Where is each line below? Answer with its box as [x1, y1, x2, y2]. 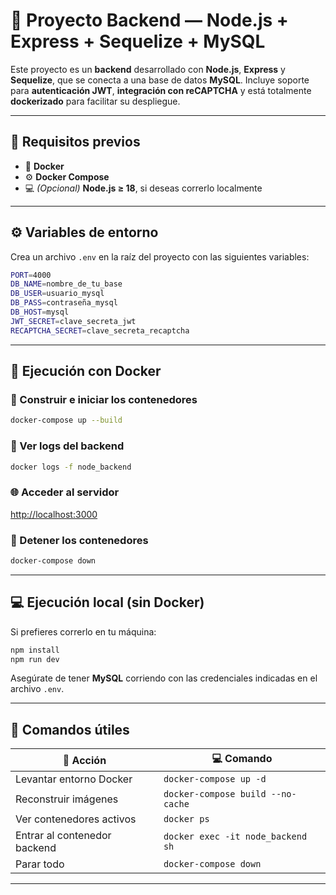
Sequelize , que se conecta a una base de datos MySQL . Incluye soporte [10, 74, 310, 86]
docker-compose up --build [10, 415, 123, 426]
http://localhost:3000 [10, 508, 98, 520]
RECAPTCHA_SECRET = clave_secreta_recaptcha [10, 325, 190, 336]
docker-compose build [163, 789, 267, 800]
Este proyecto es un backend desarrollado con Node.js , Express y [10, 63, 286, 75]
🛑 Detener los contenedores [10, 533, 149, 547]
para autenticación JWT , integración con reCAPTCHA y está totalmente [10, 84, 312, 96]
